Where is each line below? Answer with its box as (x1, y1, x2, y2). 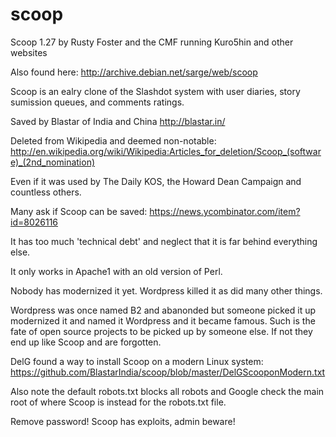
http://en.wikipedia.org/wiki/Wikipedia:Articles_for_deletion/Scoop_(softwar (10, 145, 322, 157)
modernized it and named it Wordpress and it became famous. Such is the (10, 314, 316, 327)
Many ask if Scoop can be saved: (10, 205, 148, 217)
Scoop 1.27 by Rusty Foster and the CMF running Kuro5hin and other (10, 36, 294, 48)
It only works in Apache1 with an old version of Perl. (10, 265, 223, 277)
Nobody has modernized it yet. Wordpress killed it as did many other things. (10, 284, 323, 297)
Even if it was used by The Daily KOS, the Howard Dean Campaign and (10, 175, 302, 187)
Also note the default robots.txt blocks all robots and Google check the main (10, 385, 325, 397)
